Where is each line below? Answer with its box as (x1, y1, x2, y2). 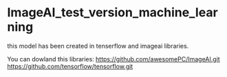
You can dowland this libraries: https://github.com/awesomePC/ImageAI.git (7, 55, 220, 63)
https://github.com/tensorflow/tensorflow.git (7, 62, 133, 70)
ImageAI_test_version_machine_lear (7, 5, 218, 20)
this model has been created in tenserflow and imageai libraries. (7, 42, 189, 50)
